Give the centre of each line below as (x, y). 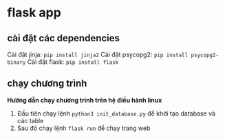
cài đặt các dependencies (64, 38)
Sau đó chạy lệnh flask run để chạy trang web (84, 128)
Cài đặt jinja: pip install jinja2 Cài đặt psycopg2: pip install (98, 54)
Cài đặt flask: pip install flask (73, 62)
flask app (34, 13)
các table (30, 120)
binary (17, 63)
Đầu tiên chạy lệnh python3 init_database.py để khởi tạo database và (116, 113)
